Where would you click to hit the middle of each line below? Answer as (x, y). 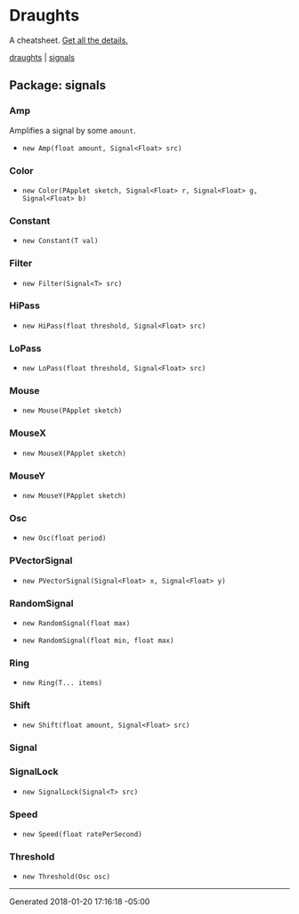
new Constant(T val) (60, 241)
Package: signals (58, 86)
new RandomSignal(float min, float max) (98, 641)
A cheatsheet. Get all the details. (69, 40)
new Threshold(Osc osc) (66, 877)
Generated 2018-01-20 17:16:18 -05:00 (80, 902)
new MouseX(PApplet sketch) (74, 453)
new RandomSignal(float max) (76, 623)
